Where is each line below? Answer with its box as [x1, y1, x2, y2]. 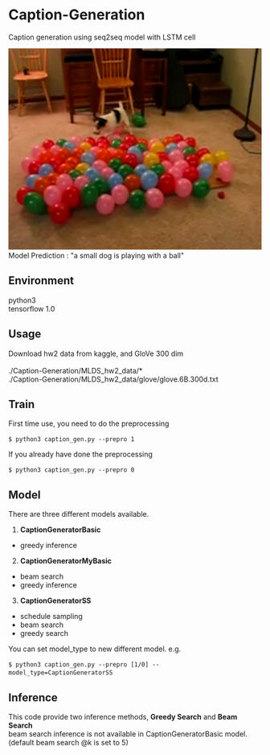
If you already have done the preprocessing [8, 449, 153, 460]
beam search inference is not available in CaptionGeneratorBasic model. [8, 729, 247, 738]
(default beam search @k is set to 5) [8, 738, 129, 747]
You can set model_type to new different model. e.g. [8, 644, 182, 654]
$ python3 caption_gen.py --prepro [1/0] [8, 661, 149, 669]
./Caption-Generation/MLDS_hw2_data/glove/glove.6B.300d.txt [8, 374, 219, 384]
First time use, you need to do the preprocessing [8, 419, 170, 428]
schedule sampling [19, 612, 83, 621]
